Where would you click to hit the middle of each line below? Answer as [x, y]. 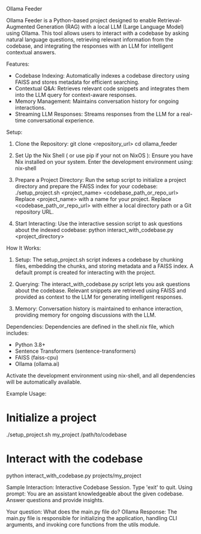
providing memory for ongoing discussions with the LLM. [85, 315]
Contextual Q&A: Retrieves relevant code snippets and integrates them [102, 88]
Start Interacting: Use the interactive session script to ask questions [99, 223]
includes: [17, 333]
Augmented [21, 27]
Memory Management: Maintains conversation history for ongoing [97, 101]
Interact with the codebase [74, 459]
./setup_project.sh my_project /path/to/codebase [67, 434]
